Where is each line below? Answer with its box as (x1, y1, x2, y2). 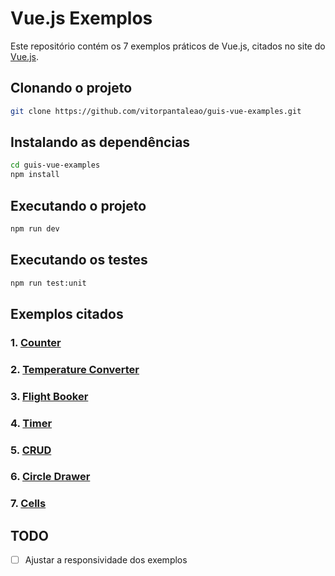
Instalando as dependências (10, 134, 191, 151)
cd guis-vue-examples (10, 160, 101, 171)
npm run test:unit (10, 278, 87, 288)
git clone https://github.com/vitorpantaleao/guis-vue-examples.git (10, 106, 302, 116)
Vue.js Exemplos (10, 7, 153, 30)
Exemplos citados (10, 305, 124, 322)
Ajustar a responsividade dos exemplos (24, 554, 188, 566)
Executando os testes (10, 252, 148, 269)
